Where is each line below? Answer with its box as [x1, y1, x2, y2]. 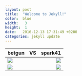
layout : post [5, 7, 32, 12]
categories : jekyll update [5, 34, 60, 39]
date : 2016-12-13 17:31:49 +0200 [5, 30, 78, 34]
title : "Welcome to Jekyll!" [5, 12, 67, 16]
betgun [7, 49, 25, 56]
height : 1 [5, 25, 27, 30]
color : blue [5, 16, 32, 21]
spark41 [41, 49, 61, 56]
